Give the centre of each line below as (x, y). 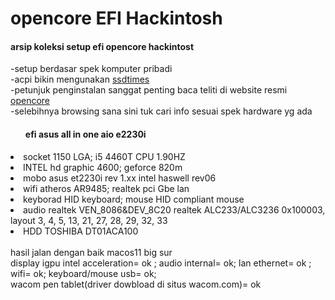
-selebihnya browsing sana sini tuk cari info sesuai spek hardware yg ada (161, 111)
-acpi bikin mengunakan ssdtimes (80, 79)
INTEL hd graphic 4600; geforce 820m (103, 167)
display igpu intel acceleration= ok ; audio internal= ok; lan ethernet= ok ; (161, 263)
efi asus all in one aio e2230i (85, 134)
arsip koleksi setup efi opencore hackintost (102, 46)
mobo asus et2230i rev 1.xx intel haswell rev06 (120, 178)
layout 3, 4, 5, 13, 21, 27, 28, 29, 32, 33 (89, 220)
